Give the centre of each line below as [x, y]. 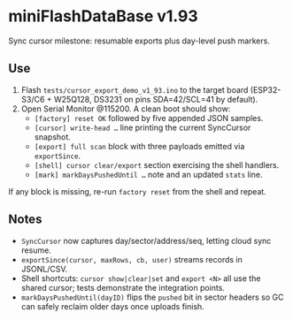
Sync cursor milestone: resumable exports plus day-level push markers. [139, 41]
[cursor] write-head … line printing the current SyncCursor [143, 127]
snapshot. [53, 137]
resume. [36, 250]
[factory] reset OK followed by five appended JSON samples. [149, 118]
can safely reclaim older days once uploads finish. [112, 306]
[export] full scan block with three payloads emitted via [139, 146]
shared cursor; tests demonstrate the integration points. [123, 287]
